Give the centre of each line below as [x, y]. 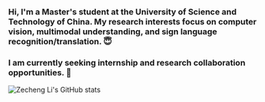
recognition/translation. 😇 [60, 41]
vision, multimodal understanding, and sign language [113, 32]
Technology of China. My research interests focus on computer [132, 21]
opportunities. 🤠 [40, 72]
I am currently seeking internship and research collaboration [127, 62]
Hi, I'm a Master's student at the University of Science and [123, 12]
